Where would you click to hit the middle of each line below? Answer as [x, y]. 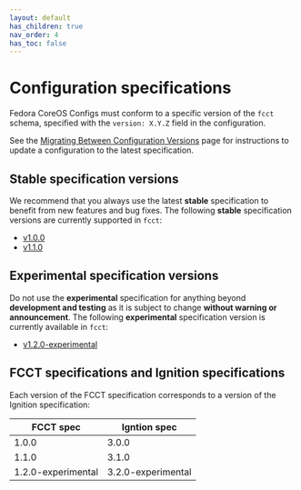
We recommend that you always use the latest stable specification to [139, 200]
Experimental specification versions [114, 276]
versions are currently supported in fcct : [85, 220]
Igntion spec [149, 426]
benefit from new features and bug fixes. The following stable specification [151, 210]
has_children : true [46, 26]
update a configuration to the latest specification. [101, 150]
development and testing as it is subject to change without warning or [143, 307]
